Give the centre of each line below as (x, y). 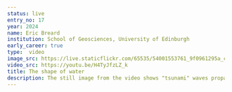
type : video (26, 53)
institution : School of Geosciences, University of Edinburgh (98, 39)
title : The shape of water (46, 71)
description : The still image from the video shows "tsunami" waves (108, 78)
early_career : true (35, 46)
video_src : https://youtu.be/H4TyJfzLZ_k (68, 65)
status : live (26, 13)
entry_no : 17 (26, 20)
